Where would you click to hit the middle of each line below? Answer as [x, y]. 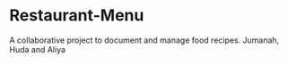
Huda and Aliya [37, 49]
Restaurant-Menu [77, 16]
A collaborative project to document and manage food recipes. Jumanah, [144, 40]
